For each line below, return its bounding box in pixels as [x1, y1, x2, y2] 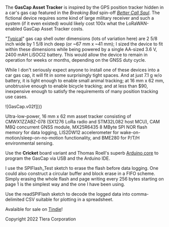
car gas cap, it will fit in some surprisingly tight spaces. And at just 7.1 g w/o [5, 72, 162, 78]
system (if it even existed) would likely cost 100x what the [5, 20, 125, 26]
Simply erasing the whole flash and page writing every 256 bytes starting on [5, 176, 164, 181]
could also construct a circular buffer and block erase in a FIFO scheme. [5, 170, 155, 176]
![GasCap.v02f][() [5, 104, 42, 109]
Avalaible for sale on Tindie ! [5, 206, 63, 212]
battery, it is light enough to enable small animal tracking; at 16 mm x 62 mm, [5, 78, 164, 83]
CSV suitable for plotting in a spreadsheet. [25, 197, 114, 202]
